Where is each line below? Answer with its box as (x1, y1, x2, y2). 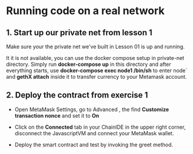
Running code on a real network (6, 4, 165, 18)
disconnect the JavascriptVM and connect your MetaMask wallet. (14, 129, 174, 136)
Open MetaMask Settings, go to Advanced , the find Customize (14, 106, 169, 113)
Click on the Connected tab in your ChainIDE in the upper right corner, (14, 123, 186, 130)
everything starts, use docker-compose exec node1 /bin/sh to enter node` (6, 67, 188, 74)
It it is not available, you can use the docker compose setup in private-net (6, 55, 184, 61)
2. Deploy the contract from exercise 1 (6, 90, 148, 101)
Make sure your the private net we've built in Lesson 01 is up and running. (6, 43, 185, 50)
